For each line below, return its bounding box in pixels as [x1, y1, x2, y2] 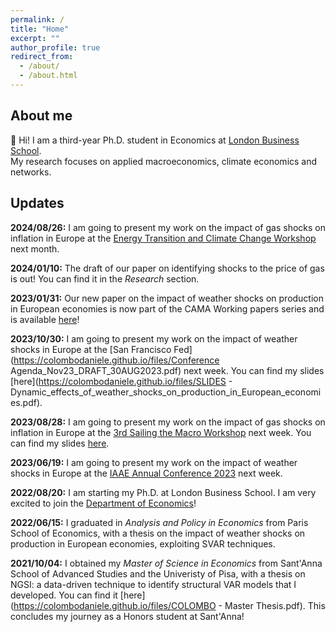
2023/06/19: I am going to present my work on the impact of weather [10, 456, 298, 468]
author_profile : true [10, 42, 101, 53]
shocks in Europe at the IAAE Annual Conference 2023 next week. [10, 467, 283, 479]
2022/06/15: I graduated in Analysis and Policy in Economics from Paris [10, 516, 309, 528]
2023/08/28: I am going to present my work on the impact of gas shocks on [10, 416, 326, 428]
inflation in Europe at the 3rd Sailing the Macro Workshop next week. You [10, 426, 312, 438]
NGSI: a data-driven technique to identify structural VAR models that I [10, 578, 297, 590]
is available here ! [10, 313, 80, 325]
